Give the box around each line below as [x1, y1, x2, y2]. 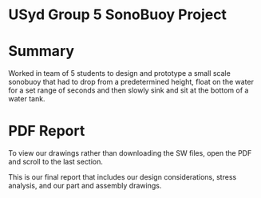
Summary [8, 42, 74, 61]
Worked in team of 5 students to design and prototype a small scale [8, 69, 231, 78]
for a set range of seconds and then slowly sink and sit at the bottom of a [8, 85, 249, 95]
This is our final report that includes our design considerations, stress [8, 172, 237, 182]
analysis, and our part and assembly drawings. [8, 181, 162, 191]
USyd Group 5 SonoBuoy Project [8, 6, 227, 24]
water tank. [8, 94, 45, 104]
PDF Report [8, 122, 85, 141]
